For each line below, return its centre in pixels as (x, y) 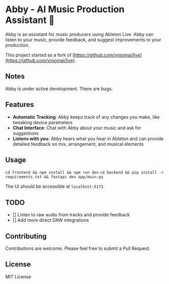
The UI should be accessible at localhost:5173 (54, 186)
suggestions (26, 133)
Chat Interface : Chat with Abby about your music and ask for (77, 128)
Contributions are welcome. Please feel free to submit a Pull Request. (78, 248)
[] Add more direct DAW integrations (51, 220)
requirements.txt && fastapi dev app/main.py (54, 177)
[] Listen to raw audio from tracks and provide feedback (71, 215)
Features (20, 105)
